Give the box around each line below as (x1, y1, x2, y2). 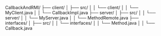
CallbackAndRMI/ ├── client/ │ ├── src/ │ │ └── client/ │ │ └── (5, 5, 139, 10)
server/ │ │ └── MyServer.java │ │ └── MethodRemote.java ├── (5, 15, 139, 20)
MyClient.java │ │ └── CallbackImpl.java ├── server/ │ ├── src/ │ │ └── (5, 10, 156, 16)
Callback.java (5, 25, 33, 31)
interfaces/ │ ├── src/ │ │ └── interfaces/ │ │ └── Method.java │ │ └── (5, 20, 155, 26)
